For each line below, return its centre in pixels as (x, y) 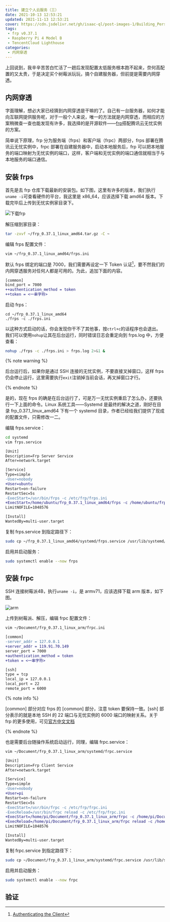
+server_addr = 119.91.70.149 (37, 646)
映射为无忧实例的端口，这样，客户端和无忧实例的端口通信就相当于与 (94, 153)
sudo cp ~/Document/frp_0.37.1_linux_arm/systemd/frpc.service (73, 860)
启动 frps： (17, 305)
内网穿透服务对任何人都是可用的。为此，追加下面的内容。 (65, 271)
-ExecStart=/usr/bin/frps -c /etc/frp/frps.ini (56, 498)
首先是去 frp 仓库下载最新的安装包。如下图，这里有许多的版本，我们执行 (80, 190)
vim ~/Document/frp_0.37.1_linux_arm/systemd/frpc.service (69, 751)
